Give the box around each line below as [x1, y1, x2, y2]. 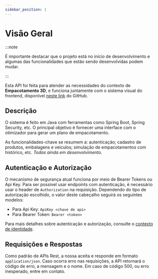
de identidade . [5, 226, 34, 232]
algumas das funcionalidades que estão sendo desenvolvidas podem [5, 59, 143, 64]
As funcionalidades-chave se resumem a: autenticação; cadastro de [5, 139, 142, 145]
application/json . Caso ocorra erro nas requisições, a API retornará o [5, 258, 145, 264]
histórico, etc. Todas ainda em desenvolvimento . [5, 150, 103, 155]
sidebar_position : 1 [5, 7, 47, 12]
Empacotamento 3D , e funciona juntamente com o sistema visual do [5, 88, 142, 93]
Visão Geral [5, 28, 53, 39]
